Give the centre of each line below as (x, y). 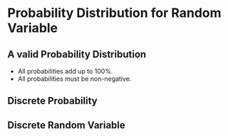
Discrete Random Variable (67, 125)
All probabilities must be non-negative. (74, 79)
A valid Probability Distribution (77, 54)
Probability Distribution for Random (115, 13)
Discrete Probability (52, 101)
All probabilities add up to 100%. (65, 71)
